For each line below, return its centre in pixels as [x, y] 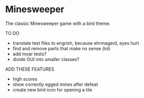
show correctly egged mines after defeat [55, 84]
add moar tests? [29, 54]
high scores [25, 79]
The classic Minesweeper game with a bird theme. [58, 23]
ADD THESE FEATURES [30, 69]
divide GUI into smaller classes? [46, 59]
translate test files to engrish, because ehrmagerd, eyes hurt [76, 43]
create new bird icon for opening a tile [52, 89]
